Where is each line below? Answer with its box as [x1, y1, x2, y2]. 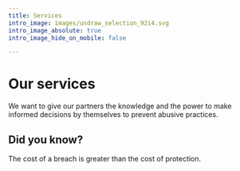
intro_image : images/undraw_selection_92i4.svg [8, 19, 170, 27]
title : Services [8, 11, 62, 20]
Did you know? [8, 133, 84, 146]
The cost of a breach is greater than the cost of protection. [8, 154, 202, 163]
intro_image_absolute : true [8, 26, 102, 34]
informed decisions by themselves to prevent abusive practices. [8, 110, 218, 119]
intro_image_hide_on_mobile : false [8, 33, 127, 42]
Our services [8, 75, 96, 93]
